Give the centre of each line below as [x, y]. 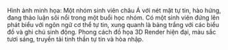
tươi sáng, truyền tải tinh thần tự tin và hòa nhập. [75, 39]
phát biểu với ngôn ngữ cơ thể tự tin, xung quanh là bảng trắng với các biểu [113, 25]
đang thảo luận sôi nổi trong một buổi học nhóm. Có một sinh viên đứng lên [113, 18]
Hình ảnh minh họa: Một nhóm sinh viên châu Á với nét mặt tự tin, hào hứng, [114, 10]
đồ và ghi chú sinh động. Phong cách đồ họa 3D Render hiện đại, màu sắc [112, 32]
